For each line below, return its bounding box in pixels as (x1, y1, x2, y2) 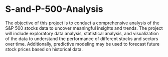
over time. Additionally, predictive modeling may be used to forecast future (5, 41, 159, 47)
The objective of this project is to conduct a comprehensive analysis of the (5, 20, 159, 26)
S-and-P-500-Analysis (5, 3, 104, 15)
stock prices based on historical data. (5, 46, 83, 52)
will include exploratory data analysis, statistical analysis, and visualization (5, 30, 159, 36)
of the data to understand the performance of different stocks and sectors (5, 36, 158, 42)
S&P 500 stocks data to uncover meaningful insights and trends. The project (5, 25, 163, 31)
